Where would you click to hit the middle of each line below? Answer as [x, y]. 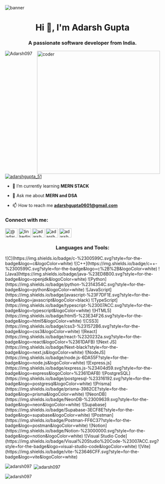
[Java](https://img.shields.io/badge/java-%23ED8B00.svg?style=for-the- [79, 274]
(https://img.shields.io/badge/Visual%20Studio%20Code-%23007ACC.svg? [82, 441]
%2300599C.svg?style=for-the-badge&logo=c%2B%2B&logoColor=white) [81, 269]
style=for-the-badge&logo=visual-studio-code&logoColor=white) [71, 447]
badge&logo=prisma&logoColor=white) [45, 394]
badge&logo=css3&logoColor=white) [42, 332]
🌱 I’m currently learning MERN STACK [51, 186]
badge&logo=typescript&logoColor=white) [48, 311]
